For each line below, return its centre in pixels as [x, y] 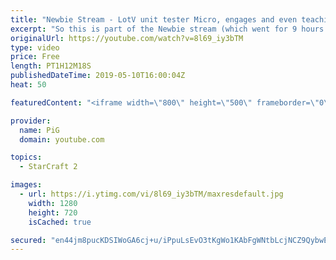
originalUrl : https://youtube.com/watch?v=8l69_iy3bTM [127, 38]
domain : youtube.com [62, 139]
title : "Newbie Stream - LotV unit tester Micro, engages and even [154, 19]
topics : [26, 157]
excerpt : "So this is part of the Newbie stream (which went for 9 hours [167, 29]
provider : [31, 121]
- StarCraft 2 [48, 167]
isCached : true [60, 222]
